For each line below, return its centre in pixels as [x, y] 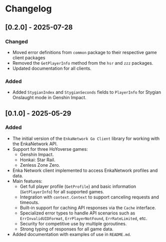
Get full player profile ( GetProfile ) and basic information [78, 186]
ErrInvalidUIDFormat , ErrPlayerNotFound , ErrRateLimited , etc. [83, 218]
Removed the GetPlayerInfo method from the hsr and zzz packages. [83, 63]
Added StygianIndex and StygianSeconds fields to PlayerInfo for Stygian [87, 92]
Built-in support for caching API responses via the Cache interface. [88, 207]
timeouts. [29, 202]
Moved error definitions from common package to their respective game [84, 52]
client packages [29, 58]
